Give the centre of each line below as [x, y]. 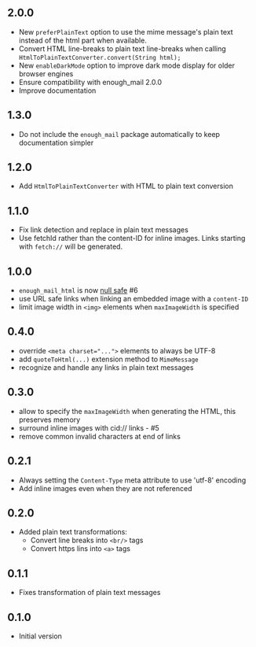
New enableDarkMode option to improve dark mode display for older [127, 65]
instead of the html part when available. [82, 40]
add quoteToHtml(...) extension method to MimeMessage [108, 359]
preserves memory [49, 420]
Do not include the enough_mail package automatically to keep [119, 134]
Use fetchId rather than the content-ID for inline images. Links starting [132, 238]
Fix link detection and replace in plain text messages [104, 230]
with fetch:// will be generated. [71, 246]
